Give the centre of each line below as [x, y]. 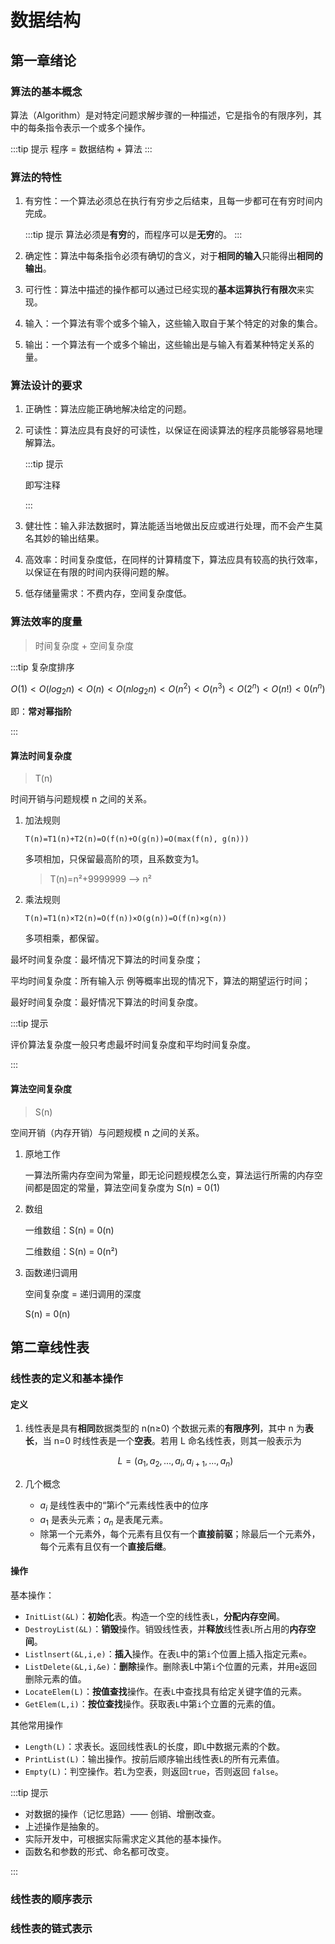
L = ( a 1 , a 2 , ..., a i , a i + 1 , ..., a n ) [175, 1462]
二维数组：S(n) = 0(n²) [71, 1251]
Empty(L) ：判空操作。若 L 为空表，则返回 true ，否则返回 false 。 [154, 1771]
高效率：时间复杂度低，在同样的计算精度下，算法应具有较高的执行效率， [173, 560]
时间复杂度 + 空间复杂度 [84, 645]
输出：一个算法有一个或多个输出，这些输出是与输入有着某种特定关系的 [169, 345]
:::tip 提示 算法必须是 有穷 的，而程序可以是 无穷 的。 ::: [133, 235]
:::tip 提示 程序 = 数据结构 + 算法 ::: [81, 148]
